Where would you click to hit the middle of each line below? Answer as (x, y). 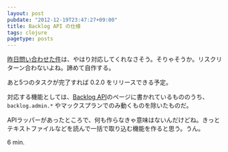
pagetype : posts (30, 39)
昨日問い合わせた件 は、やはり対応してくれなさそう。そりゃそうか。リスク (112, 60)
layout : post (26, 13)
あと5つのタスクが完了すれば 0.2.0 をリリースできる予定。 (90, 82)
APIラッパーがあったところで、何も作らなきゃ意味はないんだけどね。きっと (114, 120)
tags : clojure (27, 33)
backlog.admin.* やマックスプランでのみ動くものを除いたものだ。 (100, 105)
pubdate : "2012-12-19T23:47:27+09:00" (62, 20)
